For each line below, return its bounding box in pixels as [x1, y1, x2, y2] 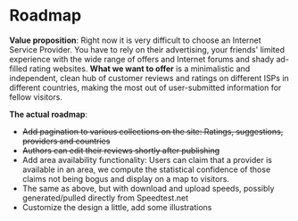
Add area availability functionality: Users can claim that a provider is [21, 154, 272, 165]
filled [9, 63, 29, 74]
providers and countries [21, 135, 111, 146]
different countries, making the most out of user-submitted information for [9, 82, 282, 93]
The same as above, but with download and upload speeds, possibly [21, 183, 275, 193]
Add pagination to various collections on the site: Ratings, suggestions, [21, 126, 284, 136]
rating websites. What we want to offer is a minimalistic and [29, 63, 251, 74]
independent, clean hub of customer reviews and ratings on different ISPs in [9, 72, 290, 83]
